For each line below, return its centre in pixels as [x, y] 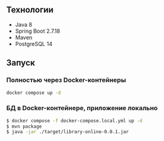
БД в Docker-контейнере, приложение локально [82, 108]
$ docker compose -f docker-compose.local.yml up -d [74, 120]
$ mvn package [24, 126]
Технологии [30, 10]
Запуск [21, 63]
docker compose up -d [34, 93]
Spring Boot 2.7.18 [38, 31]
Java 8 [23, 24]
